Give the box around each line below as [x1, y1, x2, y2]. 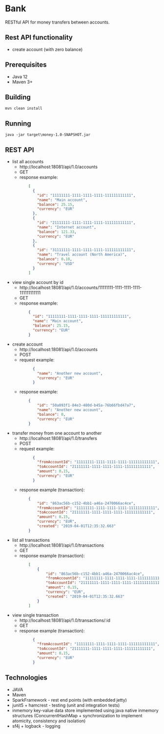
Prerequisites [5, 61, 47, 69]
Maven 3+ [12, 79, 33, 85]
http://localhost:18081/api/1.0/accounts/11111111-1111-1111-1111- [19, 284, 142, 290]
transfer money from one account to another [12, 430, 102, 436]
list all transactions [12, 537, 50, 543]
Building [5, 93, 31, 101]
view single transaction [12, 612, 59, 618]
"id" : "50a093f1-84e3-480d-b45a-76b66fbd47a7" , [37, 403, 136, 408]
